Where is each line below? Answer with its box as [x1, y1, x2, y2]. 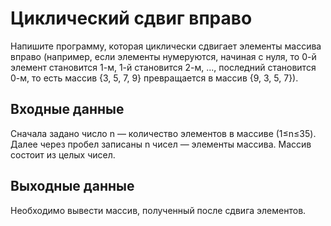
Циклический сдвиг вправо [10, 7, 253, 30]
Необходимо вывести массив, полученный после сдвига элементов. [10, 204, 307, 216]
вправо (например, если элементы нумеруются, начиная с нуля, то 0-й [10, 50, 317, 62]
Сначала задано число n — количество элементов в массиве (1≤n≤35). [10, 127, 317, 139]
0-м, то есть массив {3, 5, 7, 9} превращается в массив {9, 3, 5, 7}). [10, 72, 299, 84]
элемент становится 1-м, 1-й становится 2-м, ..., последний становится [10, 61, 317, 73]
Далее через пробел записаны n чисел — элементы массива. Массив [10, 138, 312, 150]
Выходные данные [10, 178, 135, 195]
